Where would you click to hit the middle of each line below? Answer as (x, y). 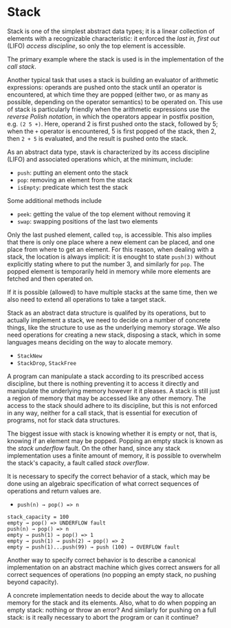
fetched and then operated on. (51, 278)
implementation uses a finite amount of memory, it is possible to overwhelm (114, 455)
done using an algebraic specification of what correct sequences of (103, 483)
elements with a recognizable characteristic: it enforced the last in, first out (113, 38)
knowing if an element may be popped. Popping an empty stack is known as (115, 441)
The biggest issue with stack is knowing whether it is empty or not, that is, (112, 433)
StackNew (30, 356)
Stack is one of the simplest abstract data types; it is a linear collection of (111, 31)
